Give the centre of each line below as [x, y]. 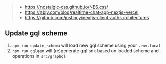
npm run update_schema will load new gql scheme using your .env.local [87, 45]
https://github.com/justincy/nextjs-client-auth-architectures [87, 18]
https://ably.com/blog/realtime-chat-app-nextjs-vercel [81, 12]
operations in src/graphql [39, 56]
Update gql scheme [36, 34]
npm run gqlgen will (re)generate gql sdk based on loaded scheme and [85, 51]
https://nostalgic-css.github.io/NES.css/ [66, 7]
